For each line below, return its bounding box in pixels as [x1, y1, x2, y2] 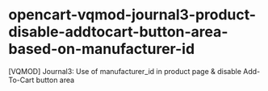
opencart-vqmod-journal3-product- [8, 6, 257, 24]
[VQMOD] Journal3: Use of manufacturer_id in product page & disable [8, 66, 242, 76]
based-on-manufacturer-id [8, 40, 195, 58]
